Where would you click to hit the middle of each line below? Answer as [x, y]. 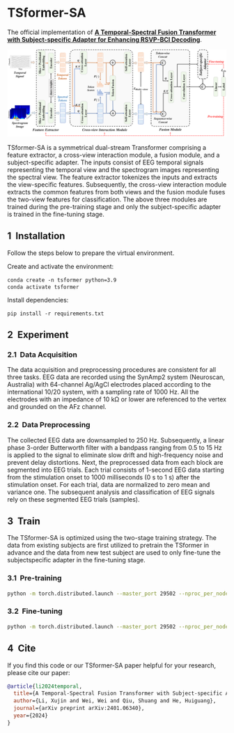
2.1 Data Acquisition [42, 355]
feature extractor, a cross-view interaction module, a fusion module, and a [114, 155]
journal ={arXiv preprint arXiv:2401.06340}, [79, 709]
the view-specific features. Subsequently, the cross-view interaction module [117, 184]
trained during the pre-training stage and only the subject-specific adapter [114, 206]
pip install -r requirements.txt [56, 314]
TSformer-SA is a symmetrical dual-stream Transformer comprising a [107, 147]
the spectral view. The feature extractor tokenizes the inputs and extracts [112, 177]
